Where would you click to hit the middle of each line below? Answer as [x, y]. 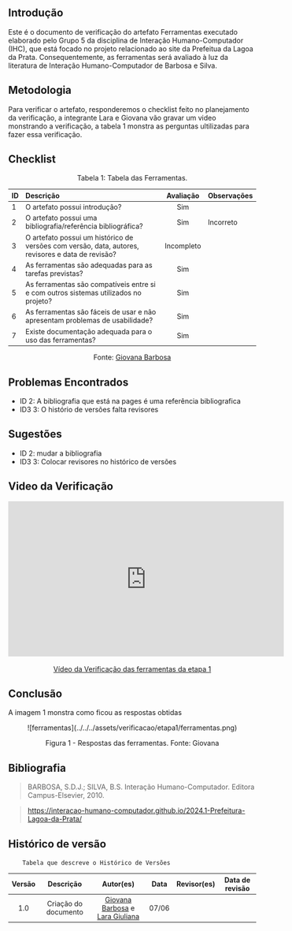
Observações [230, 196]
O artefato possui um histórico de [79, 237]
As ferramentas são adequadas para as [89, 265]
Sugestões [35, 434]
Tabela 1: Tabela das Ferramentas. [132, 178]
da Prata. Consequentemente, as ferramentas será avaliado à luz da [118, 57]
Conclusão [35, 694]
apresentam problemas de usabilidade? [89, 320]
